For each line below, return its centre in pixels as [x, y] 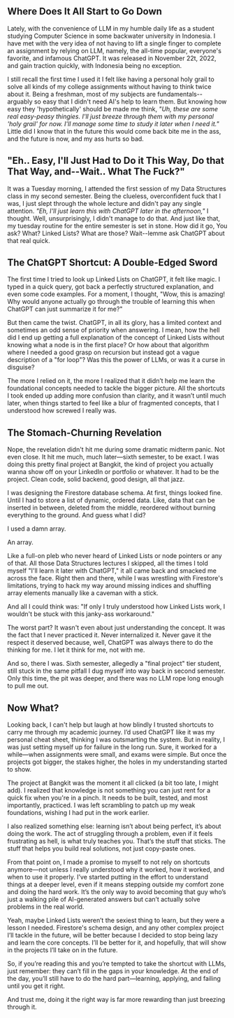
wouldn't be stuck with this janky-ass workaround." [81, 614]
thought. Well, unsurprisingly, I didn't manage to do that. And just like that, [114, 218]
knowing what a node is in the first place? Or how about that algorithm [108, 345]
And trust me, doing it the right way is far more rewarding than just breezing [116, 1000]
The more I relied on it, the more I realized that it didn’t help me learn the [111, 381]
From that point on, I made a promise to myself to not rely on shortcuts [109, 862]
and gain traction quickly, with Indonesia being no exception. [95, 65]
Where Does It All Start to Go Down [85, 12]
